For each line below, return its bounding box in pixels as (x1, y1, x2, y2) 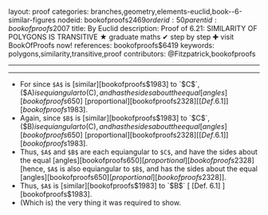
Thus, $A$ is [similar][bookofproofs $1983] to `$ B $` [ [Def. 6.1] (19, 181, 221, 190)
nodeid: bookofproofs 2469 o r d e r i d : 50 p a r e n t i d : (57, 15, 217, 25)
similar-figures (8, 15, 56, 25)
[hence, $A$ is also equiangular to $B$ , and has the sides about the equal (19, 164, 258, 174)
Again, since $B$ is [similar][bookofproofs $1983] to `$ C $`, (19, 113, 210, 123)
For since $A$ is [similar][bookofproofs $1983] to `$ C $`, (19, 80, 200, 88)
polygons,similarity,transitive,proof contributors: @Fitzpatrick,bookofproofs (8, 49, 256, 58)
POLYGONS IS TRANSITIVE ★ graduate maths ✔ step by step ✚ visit (8, 32, 235, 41)
